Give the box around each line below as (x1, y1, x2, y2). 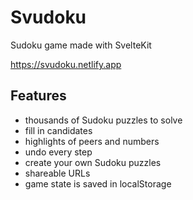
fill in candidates (24, 124, 93, 136)
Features (10, 87, 67, 105)
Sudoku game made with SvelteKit (10, 39, 152, 51)
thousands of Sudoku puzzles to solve (24, 114, 183, 126)
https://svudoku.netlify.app (10, 58, 122, 70)
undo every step (24, 146, 93, 158)
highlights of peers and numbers (24, 135, 160, 147)
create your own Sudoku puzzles (24, 156, 162, 168)
